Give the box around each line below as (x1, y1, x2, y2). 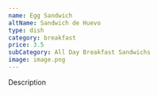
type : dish (8, 26, 44, 34)
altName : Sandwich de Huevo (8, 19, 102, 27)
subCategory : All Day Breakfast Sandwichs (8, 48, 151, 56)
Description (8, 77, 46, 87)
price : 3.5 (8, 41, 44, 49)
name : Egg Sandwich (8, 11, 73, 20)
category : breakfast (8, 33, 77, 42)
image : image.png (8, 56, 66, 64)
